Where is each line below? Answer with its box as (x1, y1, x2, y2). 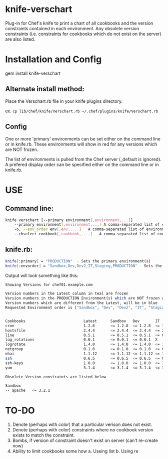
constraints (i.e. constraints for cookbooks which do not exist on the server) (5, 31, 161, 37)
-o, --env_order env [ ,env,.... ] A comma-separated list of (14, 227, 144, 232)
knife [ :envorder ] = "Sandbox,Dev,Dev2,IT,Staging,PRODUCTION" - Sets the (5, 263, 162, 268)
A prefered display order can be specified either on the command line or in (5, 162, 159, 168)
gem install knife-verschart (5, 70, 61, 76)
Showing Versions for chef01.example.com (5, 282, 93, 287)
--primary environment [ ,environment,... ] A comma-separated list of (14, 222, 160, 227)
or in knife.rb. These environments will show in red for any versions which (5, 141, 157, 147)
